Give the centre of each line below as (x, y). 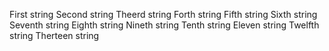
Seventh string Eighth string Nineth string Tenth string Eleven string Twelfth (164, 25)
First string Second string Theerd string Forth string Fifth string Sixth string (163, 14)
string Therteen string (54, 35)
